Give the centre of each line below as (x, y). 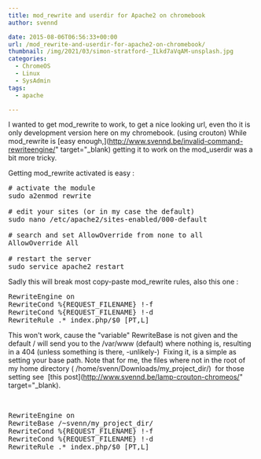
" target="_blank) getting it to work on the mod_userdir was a (154, 149)
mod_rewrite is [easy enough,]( (59, 141)
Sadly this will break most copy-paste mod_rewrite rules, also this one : (123, 282)
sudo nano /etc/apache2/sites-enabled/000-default (108, 220)
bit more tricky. (33, 158)
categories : (28, 59)
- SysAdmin (33, 81)
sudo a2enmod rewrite (50, 196)
